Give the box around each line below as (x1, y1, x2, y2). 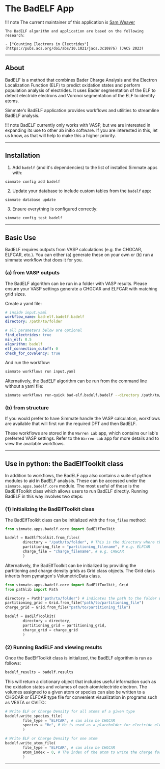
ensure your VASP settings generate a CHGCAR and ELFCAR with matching (5, 285, 158, 291)
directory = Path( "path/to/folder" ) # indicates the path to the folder (5, 596, 157, 601)
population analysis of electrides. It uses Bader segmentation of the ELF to (5, 87, 156, 93)
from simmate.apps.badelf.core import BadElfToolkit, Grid (5, 582, 129, 587)
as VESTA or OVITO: (5, 699, 46, 705)
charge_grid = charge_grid (23, 627, 78, 632)
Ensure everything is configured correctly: (12, 206, 98, 212)
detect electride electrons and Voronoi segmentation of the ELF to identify (5, 92, 155, 98)
